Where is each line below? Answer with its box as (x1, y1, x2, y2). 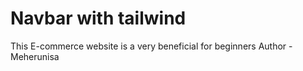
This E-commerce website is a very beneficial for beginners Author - (10, 40, 293, 52)
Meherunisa (10, 50, 60, 62)
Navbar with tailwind (10, 7, 187, 30)
